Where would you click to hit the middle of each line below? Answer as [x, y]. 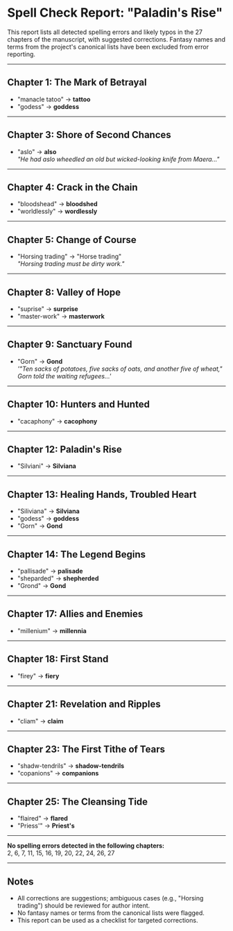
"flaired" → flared [42, 819]
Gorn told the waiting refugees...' [64, 376]
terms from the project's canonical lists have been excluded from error [108, 47]
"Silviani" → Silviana [46, 466]
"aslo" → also [37, 151]
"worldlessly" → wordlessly [57, 211]
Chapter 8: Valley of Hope [64, 292]
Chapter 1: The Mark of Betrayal [77, 82]
